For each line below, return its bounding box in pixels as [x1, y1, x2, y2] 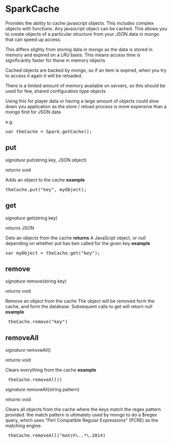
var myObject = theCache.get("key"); [5, 250, 101, 256]
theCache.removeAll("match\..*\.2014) [8, 433, 106, 438]
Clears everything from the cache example [5, 367, 97, 373]
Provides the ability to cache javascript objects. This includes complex [5, 20, 154, 26]
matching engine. [5, 422, 42, 429]
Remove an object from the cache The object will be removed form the [5, 298, 155, 304]
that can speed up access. [5, 36, 62, 43]
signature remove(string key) [5, 278, 67, 285]
